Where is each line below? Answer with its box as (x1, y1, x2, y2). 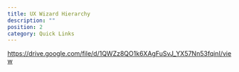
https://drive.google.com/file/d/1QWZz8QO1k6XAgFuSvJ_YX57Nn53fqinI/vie (7, 49, 232, 58)
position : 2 (7, 23, 43, 30)
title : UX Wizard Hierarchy (7, 10, 91, 18)
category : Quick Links (7, 30, 75, 37)
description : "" (7, 17, 55, 24)
